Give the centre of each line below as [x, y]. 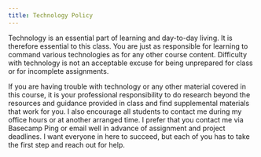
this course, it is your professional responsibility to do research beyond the [129, 94]
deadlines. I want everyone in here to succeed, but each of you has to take [129, 136]
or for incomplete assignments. [59, 71]
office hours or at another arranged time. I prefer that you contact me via [126, 119]
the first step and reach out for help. [67, 144]
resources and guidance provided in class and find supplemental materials [129, 103]
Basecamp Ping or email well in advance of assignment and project [117, 128]
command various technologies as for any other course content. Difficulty [128, 54]
